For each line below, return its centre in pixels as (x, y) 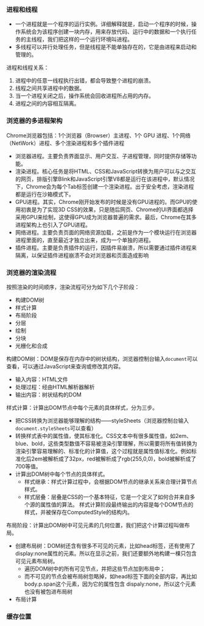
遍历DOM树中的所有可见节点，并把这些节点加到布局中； (95, 569)
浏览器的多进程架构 (34, 121)
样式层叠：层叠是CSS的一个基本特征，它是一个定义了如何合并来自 (107, 497)
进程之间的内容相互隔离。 (47, 104)
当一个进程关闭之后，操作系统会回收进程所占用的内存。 (84, 96)
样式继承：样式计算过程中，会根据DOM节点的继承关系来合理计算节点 (111, 481)
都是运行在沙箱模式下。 (44, 194)
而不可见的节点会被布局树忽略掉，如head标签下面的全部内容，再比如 (111, 576)
